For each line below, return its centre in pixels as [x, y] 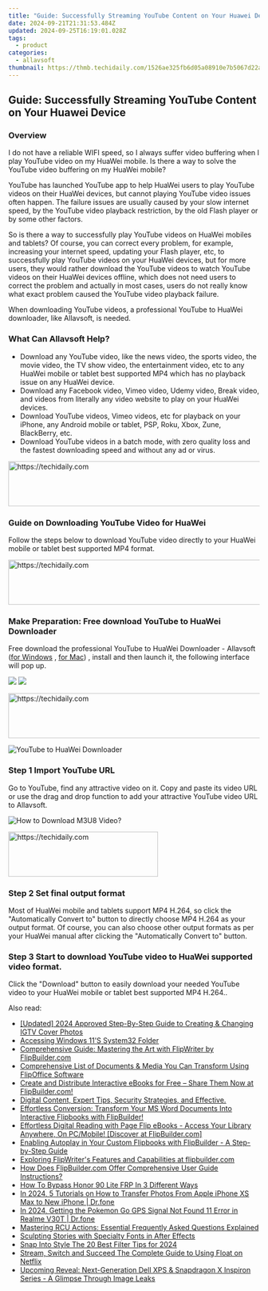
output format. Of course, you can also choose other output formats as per [131, 927]
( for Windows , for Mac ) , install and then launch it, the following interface [129, 657]
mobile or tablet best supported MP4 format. [82, 549]
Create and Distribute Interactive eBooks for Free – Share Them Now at [136, 1083]
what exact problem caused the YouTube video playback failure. [114, 294]
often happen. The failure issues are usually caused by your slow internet [129, 202]
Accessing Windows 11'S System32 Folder [89, 1041]
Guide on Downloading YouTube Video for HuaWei [107, 522]
